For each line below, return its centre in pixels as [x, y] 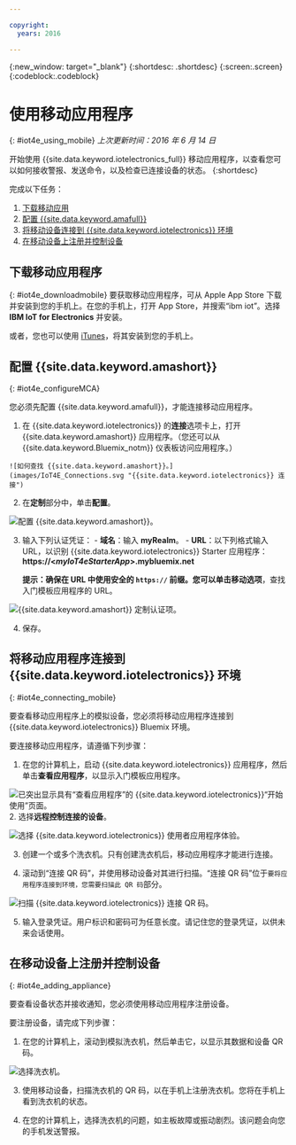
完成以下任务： [36, 189]
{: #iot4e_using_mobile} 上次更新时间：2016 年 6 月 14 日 [113, 140]
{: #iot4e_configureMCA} [55, 389]
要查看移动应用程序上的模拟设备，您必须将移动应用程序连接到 [121, 715]
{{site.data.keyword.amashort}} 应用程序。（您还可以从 [121, 437]
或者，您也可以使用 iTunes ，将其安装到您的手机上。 [104, 336]
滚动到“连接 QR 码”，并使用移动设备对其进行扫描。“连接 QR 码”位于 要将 [151, 873]
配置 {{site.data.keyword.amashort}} [114, 366]
